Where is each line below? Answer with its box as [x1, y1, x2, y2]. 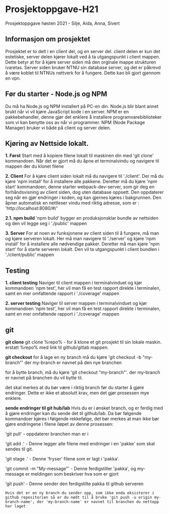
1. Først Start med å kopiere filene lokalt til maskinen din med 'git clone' [5, 152, 154, 159]
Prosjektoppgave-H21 [5, 4, 98, 15]
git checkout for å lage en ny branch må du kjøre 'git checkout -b [5, 354, 142, 360]
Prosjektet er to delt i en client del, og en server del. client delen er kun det [5, 48, 160, 54]
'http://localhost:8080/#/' [5, 205, 58, 212]
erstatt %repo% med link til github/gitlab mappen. [5, 344, 109, 350]
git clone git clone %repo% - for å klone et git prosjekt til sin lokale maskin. [5, 339, 162, 345]
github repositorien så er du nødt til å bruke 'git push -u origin [5, 495, 152, 500]
